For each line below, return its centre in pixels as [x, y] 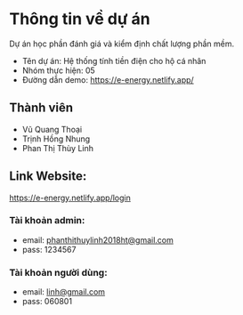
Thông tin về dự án [80, 19]
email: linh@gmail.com [63, 292]
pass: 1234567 [49, 249]
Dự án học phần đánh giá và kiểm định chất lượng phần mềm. [122, 44]
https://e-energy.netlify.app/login [70, 198]
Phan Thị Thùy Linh [57, 148]
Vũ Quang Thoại [52, 129]
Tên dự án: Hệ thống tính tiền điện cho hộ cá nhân [114, 61]
